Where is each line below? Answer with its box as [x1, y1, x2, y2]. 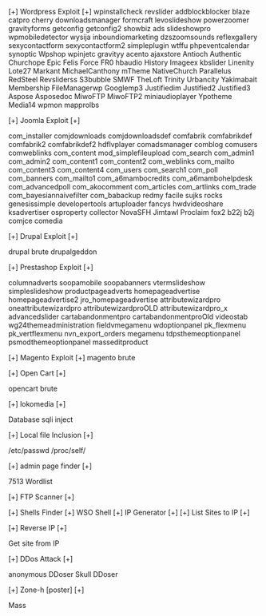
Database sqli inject [8, 415, 73, 424]
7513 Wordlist [8, 477, 54, 486]
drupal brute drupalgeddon [8, 247, 97, 256]
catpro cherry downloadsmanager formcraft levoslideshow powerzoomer [8, 15, 250, 25]
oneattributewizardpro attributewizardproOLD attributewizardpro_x [8, 304, 228, 312]
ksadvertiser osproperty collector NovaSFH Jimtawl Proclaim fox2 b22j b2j [8, 208, 255, 217]
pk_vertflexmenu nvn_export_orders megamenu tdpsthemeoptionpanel [8, 329, 241, 338]
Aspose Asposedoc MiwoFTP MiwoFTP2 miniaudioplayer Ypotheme [8, 92, 232, 101]
